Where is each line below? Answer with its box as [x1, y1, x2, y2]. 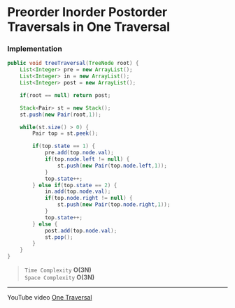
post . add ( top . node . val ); [44, 227, 117, 234]
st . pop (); [44, 233, 73, 241]
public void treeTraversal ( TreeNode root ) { [7, 60, 139, 67]
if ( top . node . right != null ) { [44, 195, 133, 202]
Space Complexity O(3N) [24, 273, 95, 281]
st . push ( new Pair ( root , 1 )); [20, 111, 101, 118]
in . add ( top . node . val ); [44, 188, 111, 196]
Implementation [7, 44, 63, 54]
